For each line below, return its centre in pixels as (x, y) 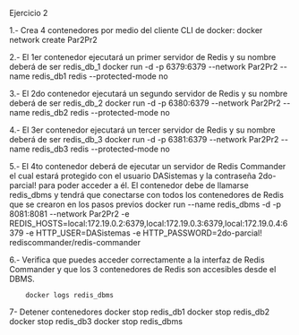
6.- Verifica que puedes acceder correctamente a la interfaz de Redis (137, 260)
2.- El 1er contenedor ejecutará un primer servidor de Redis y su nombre (143, 57)
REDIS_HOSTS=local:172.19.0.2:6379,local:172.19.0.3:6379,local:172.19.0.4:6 (149, 223)
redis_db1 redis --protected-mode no (100, 76)
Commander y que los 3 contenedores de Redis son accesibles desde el (143, 269)
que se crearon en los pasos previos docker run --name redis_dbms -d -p (145, 204)
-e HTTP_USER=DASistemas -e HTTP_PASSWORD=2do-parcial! (144, 233)
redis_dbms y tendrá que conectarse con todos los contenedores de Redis (147, 195)
